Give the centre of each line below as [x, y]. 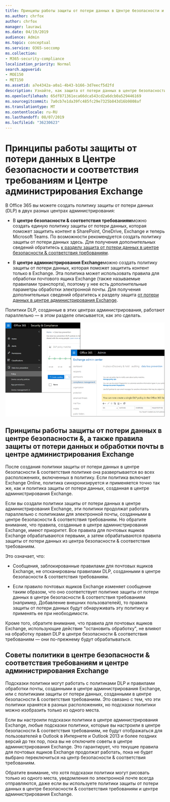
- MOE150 [14, 75]
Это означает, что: [25, 556]
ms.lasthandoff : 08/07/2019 [35, 117]
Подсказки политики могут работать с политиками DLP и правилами [80, 683]
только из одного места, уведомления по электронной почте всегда [79, 778]
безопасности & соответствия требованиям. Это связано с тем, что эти [83, 699]
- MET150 [14, 80]
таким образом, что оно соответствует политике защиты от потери [86, 592]
